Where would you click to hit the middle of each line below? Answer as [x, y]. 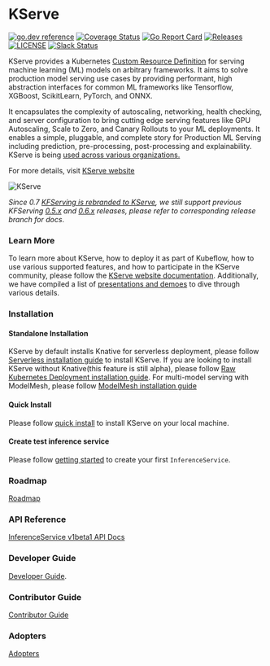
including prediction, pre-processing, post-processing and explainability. [130, 146]
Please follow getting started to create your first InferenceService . [120, 459]
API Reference [37, 519]
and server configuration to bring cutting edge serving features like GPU [129, 120]
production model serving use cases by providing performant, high [121, 78]
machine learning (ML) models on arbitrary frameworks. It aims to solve [128, 69]
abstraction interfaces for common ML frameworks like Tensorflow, [121, 87]
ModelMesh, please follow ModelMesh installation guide [103, 386]
